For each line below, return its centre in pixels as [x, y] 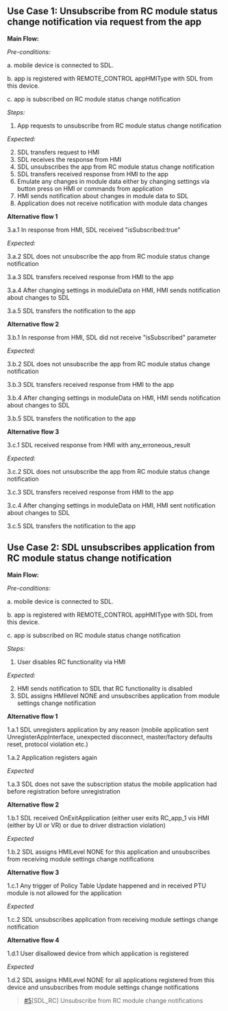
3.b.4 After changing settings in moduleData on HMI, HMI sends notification [114, 398]
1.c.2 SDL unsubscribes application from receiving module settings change [113, 919]
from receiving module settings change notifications [81, 859]
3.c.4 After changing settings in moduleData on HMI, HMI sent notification [111, 505]
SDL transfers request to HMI [58, 152]
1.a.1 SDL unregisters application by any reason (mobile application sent [108, 729]
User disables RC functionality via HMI [71, 662]
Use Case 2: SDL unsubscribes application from [111, 548]
